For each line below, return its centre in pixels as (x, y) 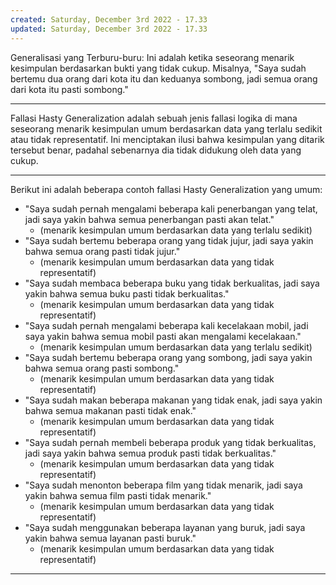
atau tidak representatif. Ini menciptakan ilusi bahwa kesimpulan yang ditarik (167, 139)
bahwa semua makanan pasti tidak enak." (110, 410)
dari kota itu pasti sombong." (69, 89)
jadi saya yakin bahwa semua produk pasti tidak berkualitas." (150, 453)
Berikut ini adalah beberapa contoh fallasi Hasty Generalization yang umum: (166, 189)
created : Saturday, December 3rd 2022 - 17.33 (109, 19)
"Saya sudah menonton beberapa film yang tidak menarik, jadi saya (163, 485)
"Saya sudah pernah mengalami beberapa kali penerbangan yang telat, (171, 208)
